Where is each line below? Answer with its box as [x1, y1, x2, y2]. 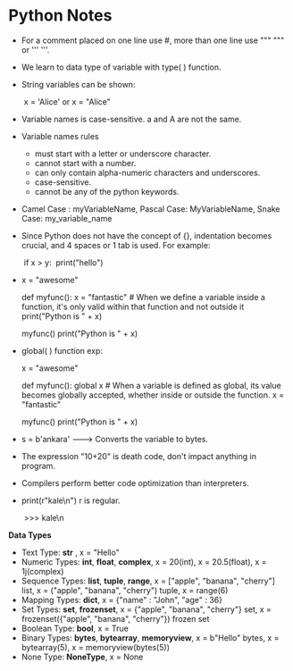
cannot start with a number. [34, 157, 137, 168]
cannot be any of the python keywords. [34, 186, 180, 197]
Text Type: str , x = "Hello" [21, 547, 120, 558]
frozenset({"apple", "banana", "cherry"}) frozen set [21, 613, 210, 624]
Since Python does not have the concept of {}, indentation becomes [21, 230, 272, 241]
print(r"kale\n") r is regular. [21, 495, 121, 506]
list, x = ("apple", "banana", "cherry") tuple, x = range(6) [21, 584, 229, 595]
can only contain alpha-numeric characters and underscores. [34, 167, 261, 178]
